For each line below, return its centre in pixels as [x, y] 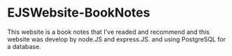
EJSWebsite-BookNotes [79, 13]
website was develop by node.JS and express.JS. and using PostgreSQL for [116, 39]
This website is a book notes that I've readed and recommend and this [108, 32]
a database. [24, 46]
